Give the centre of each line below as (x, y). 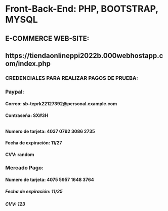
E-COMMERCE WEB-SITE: (47, 38)
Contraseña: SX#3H (27, 115)
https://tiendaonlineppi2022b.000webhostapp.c (84, 56)
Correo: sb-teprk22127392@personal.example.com (61, 104)
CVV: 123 (15, 204)
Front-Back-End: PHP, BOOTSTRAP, (82, 9)
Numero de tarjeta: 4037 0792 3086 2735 (50, 131)
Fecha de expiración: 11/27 (34, 143)
